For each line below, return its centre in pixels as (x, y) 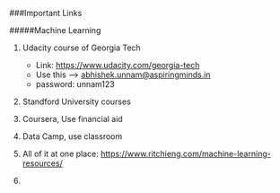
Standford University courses (77, 101)
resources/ (42, 163)
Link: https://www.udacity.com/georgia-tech (118, 65)
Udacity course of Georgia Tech (81, 48)
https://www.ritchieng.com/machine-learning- (185, 154)
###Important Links (46, 13)
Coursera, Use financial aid (72, 119)
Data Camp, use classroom (72, 136)
